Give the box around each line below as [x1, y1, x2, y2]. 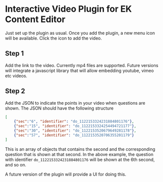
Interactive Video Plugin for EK [5, 3, 132, 15]
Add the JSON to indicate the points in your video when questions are [5, 100, 145, 106]
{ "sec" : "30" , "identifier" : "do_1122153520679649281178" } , [14, 128, 137, 133]
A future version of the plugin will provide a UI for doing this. [5, 171, 126, 177]
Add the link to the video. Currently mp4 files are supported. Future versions [5, 62, 159, 68]
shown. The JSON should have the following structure [5, 105, 114, 111]
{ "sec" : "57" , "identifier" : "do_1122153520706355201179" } [14, 133, 134, 138]
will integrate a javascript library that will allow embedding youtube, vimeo [5, 68, 154, 73]
